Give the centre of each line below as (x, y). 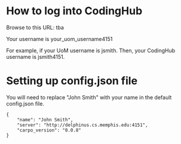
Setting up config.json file (72, 81)
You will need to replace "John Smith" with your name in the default (89, 97)
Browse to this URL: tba (35, 27)
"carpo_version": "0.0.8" (49, 130)
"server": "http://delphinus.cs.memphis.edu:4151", (82, 125)
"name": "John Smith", (45, 120)
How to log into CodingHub (74, 11)
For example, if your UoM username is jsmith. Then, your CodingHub (91, 50)
